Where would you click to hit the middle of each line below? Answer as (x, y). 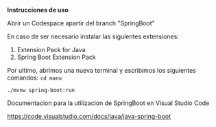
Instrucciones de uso (38, 10)
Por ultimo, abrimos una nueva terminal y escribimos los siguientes (102, 70)
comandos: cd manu (35, 78)
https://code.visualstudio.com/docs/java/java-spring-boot (89, 116)
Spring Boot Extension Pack (56, 57)
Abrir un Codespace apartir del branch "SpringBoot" (81, 23)
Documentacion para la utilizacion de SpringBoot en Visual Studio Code (108, 103)
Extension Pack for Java (51, 50)
